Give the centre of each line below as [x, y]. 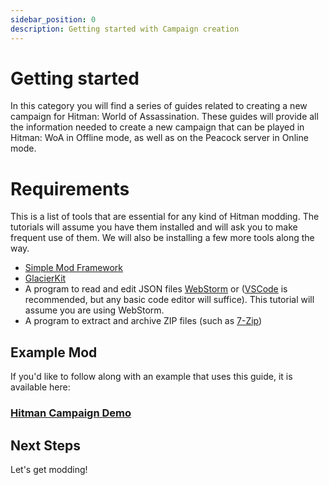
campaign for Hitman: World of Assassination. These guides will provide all [164, 117]
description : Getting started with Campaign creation [125, 29]
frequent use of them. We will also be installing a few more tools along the [162, 238]
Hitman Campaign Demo [71, 413]
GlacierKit [45, 278]
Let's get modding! [49, 469]
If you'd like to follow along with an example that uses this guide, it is [151, 377]
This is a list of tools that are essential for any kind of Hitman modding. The [165, 217]
